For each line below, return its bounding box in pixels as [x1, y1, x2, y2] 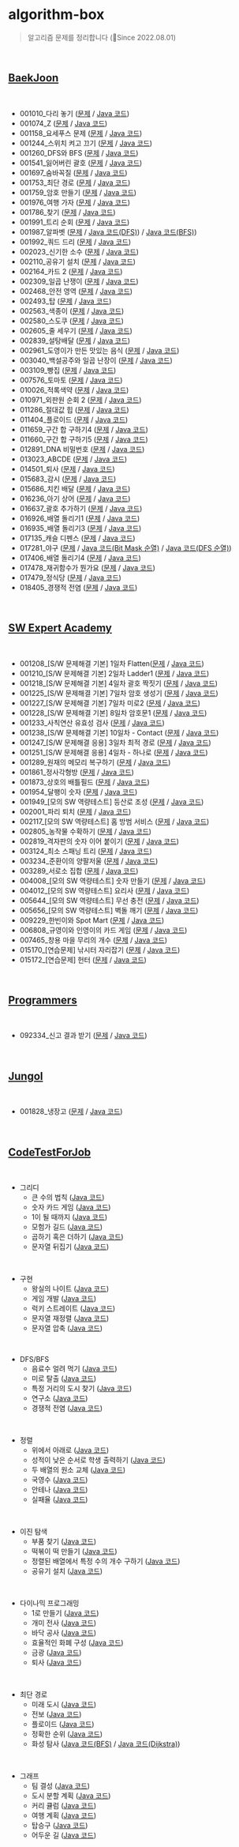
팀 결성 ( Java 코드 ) [31, 1781, 91, 1790]
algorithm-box [8, 6, 105, 24]
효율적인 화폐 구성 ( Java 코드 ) [31, 1638, 124, 1647]
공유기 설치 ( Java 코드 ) [31, 1567, 103, 1575]
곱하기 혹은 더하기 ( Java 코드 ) [31, 1232, 124, 1241]
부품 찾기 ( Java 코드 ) [31, 1537, 97, 1546]
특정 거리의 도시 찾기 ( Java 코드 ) [31, 1384, 133, 1393]
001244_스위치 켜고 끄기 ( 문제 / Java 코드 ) [19, 138, 152, 148]
